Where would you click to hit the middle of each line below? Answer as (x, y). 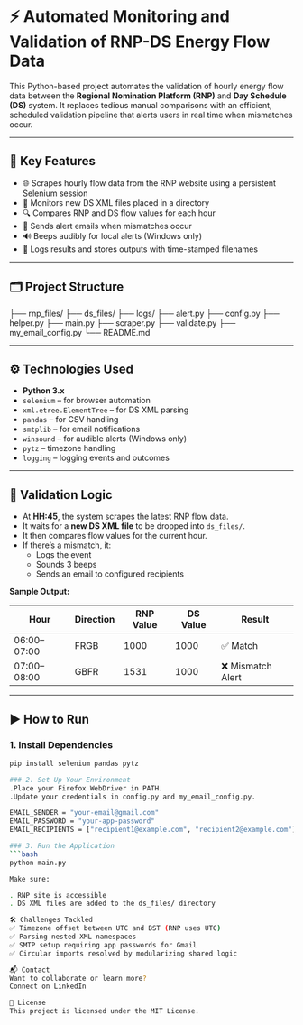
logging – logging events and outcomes (96, 458)
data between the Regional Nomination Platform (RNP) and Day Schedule (148, 96)
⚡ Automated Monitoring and (119, 17)
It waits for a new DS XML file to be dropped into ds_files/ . (133, 526)
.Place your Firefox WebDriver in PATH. (87, 788)
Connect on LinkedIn (48, 987)
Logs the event (64, 555)
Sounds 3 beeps (66, 565)
